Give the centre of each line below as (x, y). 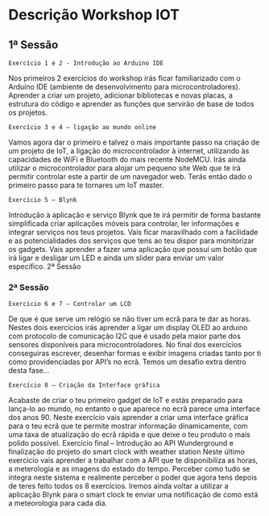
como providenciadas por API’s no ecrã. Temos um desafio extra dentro (128, 362)
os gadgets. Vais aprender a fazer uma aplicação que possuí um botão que (133, 249)
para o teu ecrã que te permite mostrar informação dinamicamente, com (128, 426)
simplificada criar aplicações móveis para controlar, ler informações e (124, 223)
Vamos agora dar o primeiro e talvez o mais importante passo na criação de (134, 142)
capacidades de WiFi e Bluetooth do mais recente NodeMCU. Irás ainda (127, 159)
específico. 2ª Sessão (45, 266)
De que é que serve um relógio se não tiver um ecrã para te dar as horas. (130, 319)
